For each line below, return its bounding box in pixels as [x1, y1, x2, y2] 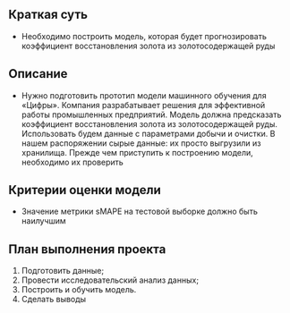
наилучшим [21, 216, 66, 226]
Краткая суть [8, 7, 89, 22]
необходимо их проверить [21, 156, 124, 167]
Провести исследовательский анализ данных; [21, 275, 199, 285]
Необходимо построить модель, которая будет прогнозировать [21, 30, 268, 41]
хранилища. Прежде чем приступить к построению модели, [21, 147, 254, 157]
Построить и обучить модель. [21, 284, 137, 295]
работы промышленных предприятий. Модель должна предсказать [21, 109, 282, 120]
